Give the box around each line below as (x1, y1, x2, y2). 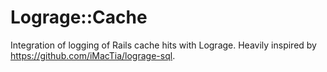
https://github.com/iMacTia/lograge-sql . (10, 49, 176, 61)
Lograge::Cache (10, 6, 148, 29)
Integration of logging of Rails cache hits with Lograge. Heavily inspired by (10, 39, 317, 51)
